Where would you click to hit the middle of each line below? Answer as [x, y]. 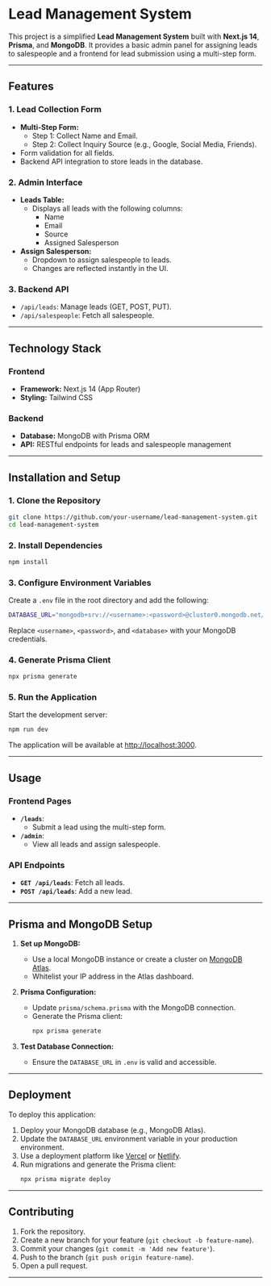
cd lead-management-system [54, 524]
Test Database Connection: [67, 1046]
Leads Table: [42, 199]
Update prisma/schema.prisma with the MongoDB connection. [134, 1008]
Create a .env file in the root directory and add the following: [108, 600]
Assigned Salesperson [81, 242]
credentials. [28, 639]
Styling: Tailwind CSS [56, 397]
